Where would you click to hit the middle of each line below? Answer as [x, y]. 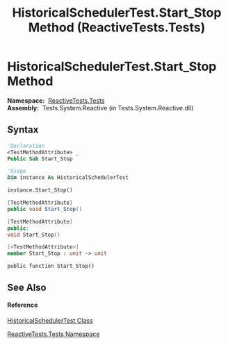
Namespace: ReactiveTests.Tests [56, 100]
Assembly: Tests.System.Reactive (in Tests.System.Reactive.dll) [100, 108]
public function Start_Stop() [51, 266]
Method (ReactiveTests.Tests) [117, 27]
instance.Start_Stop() [40, 190]
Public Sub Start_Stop [40, 159]
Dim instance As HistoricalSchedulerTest [68, 178]
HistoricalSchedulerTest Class [50, 320]
